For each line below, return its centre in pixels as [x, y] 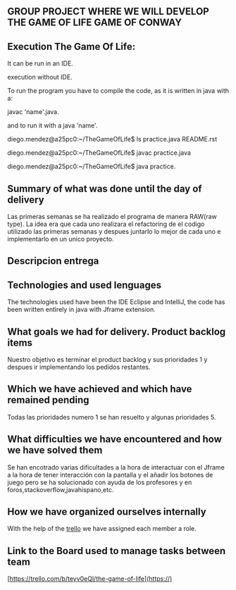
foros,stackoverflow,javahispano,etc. [61, 489]
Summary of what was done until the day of [105, 188]
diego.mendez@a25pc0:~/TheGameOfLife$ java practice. [92, 167]
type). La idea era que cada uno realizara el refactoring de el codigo [106, 224]
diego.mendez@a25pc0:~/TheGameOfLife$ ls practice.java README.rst [112, 139]
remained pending [48, 400]
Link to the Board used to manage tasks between [117, 551]
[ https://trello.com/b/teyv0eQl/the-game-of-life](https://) [90, 579]
